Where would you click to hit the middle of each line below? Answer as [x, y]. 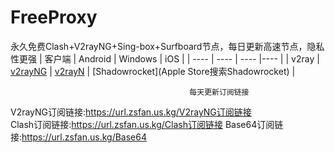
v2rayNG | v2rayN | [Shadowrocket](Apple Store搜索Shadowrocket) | [153, 71]
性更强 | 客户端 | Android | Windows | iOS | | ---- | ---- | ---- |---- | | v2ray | [165, 58]
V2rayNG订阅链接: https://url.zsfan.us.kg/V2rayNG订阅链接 [131, 112]
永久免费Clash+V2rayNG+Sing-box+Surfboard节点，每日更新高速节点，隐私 [167, 46]
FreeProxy [54, 17]
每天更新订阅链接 [219, 92]
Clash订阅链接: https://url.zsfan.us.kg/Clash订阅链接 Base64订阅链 [147, 124]
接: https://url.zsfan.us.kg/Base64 [79, 137]
